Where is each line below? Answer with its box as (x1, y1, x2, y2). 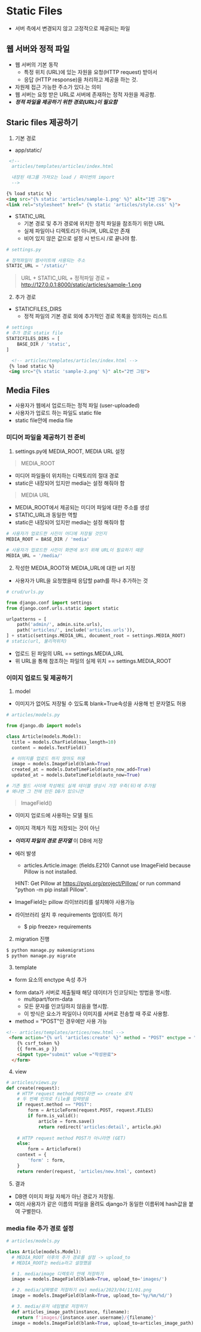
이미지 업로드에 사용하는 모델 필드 (14, 811, 94, 818)
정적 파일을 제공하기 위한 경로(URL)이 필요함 (14, 98, 118, 105)
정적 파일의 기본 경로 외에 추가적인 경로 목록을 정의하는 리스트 (23, 313, 167, 320)
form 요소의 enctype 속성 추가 (14, 976, 87, 983)
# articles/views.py (6, 1079, 58, 1086)
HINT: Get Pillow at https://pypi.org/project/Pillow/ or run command (14, 879, 181, 887)
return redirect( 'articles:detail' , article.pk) (38, 1124, 162, 1130)
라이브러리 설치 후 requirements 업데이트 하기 (14, 911, 123, 918)
